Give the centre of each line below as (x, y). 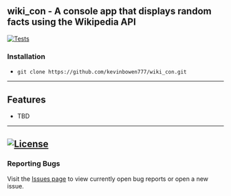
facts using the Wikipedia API (71, 22)
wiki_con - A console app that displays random (109, 11)
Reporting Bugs (34, 164)
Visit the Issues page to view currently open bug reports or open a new (108, 179)
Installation (26, 56)
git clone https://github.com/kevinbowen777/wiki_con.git (102, 72)
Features (26, 99)
